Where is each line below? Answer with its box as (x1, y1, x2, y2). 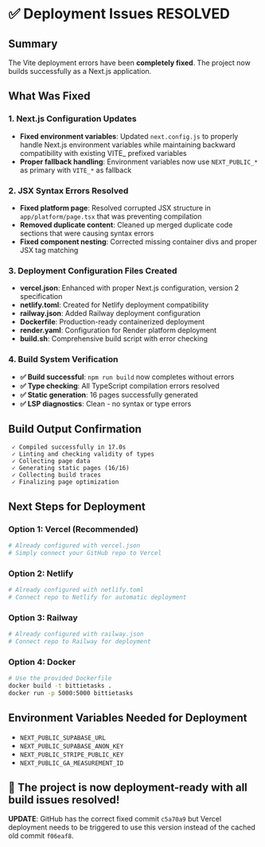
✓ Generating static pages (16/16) (11, 464, 130, 472)
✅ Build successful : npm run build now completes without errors (19, 371, 235, 382)
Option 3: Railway (8, 612, 78, 623)
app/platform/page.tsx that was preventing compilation (19, 212, 202, 221)
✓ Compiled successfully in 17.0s (11, 443, 127, 452)
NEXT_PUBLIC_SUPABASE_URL (19, 733, 106, 742)
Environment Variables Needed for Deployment (8, 711, 247, 725)
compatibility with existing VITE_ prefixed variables (19, 148, 187, 157)
